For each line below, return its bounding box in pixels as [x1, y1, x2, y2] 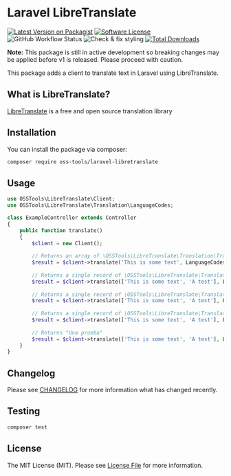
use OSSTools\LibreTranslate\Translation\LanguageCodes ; [7, 202, 174, 209]
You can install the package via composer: [7, 145, 127, 153]
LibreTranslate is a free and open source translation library [7, 106, 173, 115]
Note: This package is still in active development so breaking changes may [7, 48, 220, 56]
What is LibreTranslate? [7, 89, 111, 100]
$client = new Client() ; [32, 240, 103, 247]
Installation [7, 127, 56, 139]
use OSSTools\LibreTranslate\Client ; [7, 196, 115, 203]
